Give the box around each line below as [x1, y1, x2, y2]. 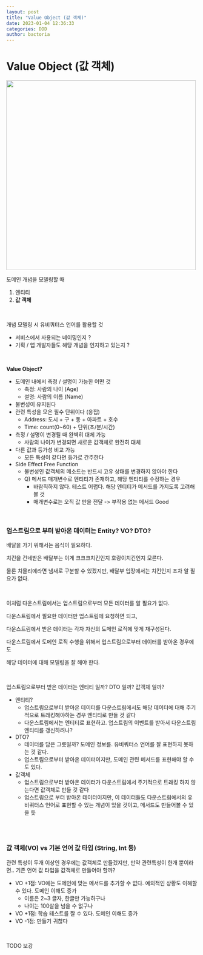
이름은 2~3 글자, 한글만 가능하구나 [24, 894, 106, 902]
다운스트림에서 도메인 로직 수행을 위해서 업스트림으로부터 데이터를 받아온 [6, 638, 178, 645]
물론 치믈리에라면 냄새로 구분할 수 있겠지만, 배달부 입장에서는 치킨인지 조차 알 [6, 567, 189, 574]
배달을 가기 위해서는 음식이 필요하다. [6, 542, 92, 549]
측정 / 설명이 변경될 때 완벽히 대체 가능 [15, 431, 106, 438]
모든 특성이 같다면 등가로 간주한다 [24, 454, 104, 461]
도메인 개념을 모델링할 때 [6, 276, 65, 283]
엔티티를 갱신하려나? [24, 727, 73, 734]
